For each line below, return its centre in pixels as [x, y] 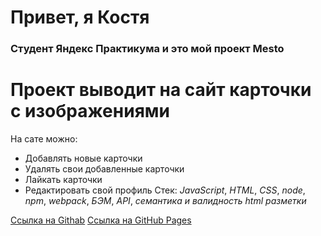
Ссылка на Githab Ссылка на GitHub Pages [101, 220]
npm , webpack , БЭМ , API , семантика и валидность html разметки [165, 201]
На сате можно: [44, 139]
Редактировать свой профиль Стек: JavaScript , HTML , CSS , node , [165, 190]
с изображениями [90, 111]
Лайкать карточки [63, 180]
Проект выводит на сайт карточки [161, 90]
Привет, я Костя [80, 17]
